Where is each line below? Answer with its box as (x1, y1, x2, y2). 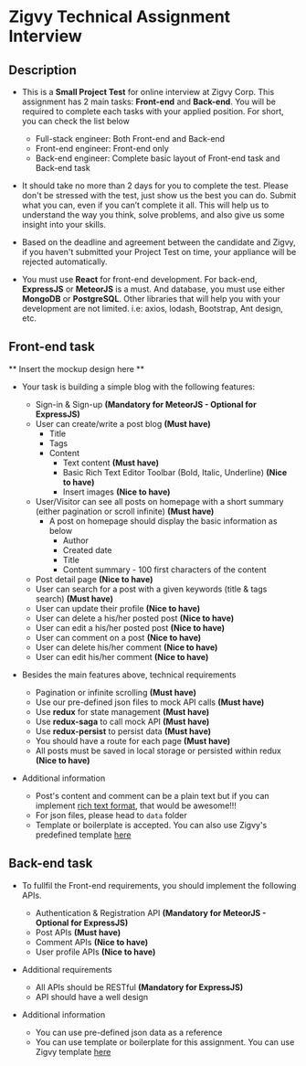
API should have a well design (35, 991, 149, 1002)
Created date (62, 544, 112, 555)
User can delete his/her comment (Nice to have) (35, 642, 218, 653)
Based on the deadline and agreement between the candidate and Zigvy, (21, 237, 296, 248)
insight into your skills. (21, 219, 107, 229)
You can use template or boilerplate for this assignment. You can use (35, 1036, 295, 1048)
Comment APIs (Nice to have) (35, 936, 149, 947)
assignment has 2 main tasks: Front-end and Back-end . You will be (21, 96, 276, 107)
